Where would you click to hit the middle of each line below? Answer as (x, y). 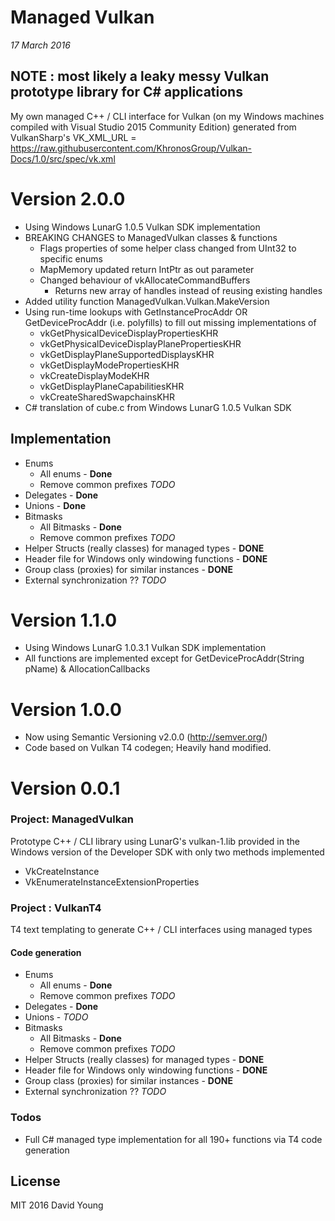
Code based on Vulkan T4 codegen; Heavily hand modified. (148, 748)
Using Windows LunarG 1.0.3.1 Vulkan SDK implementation (145, 648)
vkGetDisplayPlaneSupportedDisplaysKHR (127, 354)
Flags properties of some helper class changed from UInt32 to (168, 248)
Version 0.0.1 (65, 788)
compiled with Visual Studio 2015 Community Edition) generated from (153, 127)
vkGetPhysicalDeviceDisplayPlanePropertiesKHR (140, 343)
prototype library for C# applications (126, 92)
